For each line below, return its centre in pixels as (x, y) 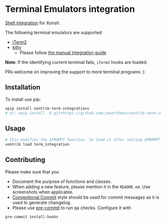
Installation (23, 87)
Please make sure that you (32, 171)
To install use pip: (23, 99)
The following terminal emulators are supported (54, 32)
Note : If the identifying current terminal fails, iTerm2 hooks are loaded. (77, 62)
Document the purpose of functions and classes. (62, 181)
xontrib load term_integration (37, 145)
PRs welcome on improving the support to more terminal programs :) (75, 72)
